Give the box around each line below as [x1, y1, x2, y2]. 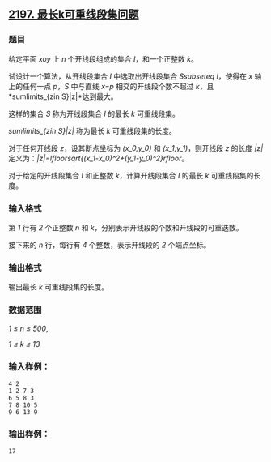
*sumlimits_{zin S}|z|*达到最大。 [8, 92, 118, 101]
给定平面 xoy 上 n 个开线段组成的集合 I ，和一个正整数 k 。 [8, 53, 198, 63]
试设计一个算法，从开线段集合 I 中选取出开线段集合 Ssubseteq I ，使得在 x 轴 [8, 71, 262, 81]
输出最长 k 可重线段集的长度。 [8, 282, 109, 292]
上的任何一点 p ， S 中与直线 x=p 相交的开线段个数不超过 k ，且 [8, 81, 214, 91]
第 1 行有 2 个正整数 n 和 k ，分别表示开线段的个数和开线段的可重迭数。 [8, 222, 243, 233]
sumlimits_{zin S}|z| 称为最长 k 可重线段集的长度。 [8, 126, 176, 135]
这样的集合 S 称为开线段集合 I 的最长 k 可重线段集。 [8, 109, 180, 118]
